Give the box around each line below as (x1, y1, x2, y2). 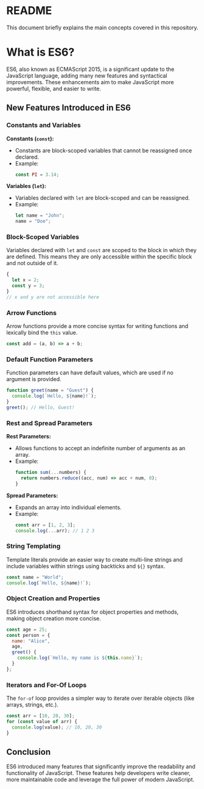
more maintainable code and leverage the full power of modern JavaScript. (6, 776, 195, 784)
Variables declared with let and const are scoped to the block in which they (6, 247, 197, 254)
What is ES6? (6, 45, 75, 59)
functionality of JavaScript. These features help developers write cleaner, (6, 769, 191, 777)
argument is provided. (6, 376, 62, 383)
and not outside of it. (6, 260, 58, 267)
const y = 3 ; (12, 283, 45, 289)
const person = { (6, 632, 51, 638)
